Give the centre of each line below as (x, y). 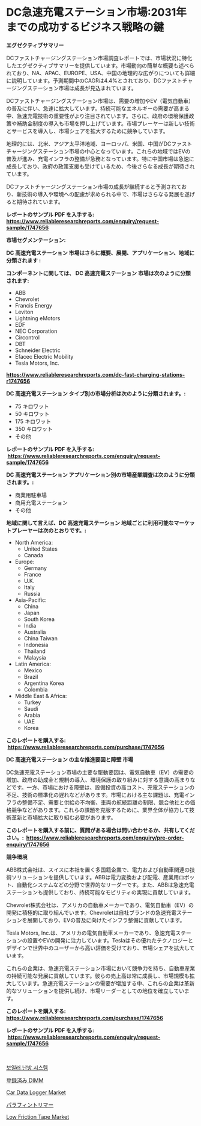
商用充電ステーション (41, 503)
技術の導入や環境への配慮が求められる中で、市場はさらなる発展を (103, 194)
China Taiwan (41, 638)
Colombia (36, 689)
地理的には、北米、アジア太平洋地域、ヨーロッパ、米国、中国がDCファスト (99, 144)
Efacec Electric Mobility (44, 356)
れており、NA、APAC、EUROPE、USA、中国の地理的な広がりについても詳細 (101, 73)
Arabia (32, 715)
